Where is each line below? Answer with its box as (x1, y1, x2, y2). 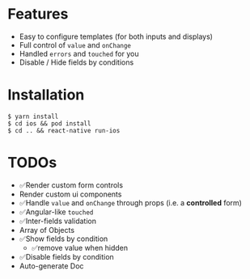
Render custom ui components (19, 189, 122, 199)
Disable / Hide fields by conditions (19, 57, 134, 67)
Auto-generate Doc (19, 260, 84, 271)
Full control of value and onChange (19, 40, 131, 49)
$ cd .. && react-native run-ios (7, 126, 121, 134)
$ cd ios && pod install (7, 119, 91, 128)
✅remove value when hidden (31, 243, 129, 252)
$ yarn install (7, 112, 59, 120)
